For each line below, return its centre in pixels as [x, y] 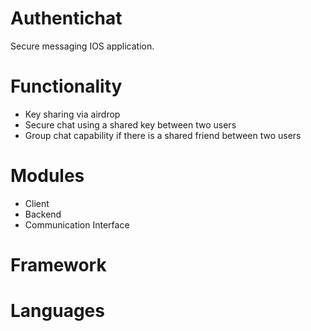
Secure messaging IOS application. [82, 46]
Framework [58, 265]
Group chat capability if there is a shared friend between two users [163, 135]
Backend [43, 214]
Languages [57, 311]
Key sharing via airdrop [72, 114]
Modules [47, 176]
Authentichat [66, 18]
